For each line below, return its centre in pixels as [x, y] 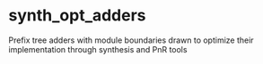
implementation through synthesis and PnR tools [98, 49]
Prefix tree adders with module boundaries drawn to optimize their [131, 40]
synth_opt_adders [77, 16]
